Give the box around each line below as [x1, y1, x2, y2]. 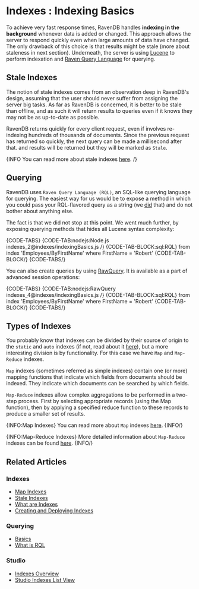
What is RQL [14, 541, 46, 549]
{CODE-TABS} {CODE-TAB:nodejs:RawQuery [6, 285, 116, 292]
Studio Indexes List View [14, 576, 75, 583]
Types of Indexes [6, 321, 71, 331]
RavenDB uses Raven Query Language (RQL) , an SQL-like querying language [6, 188, 191, 195]
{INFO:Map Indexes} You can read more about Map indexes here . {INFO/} [6, 422, 183, 429]
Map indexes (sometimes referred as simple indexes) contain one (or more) [6, 367, 188, 375]
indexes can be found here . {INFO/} [6, 439, 93, 446]
